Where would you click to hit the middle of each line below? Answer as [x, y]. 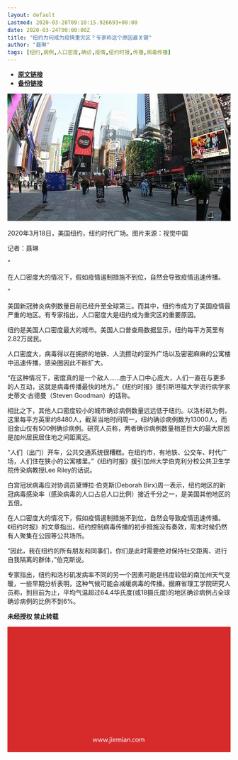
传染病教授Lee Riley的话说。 [55, 470]
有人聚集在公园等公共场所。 [48, 535]
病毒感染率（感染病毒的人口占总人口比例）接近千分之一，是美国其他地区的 [122, 494]
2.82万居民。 [27, 338]
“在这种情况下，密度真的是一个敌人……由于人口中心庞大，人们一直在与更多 [117, 378]
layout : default [31, 15]
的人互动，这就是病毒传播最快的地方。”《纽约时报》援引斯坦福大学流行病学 [116, 386]
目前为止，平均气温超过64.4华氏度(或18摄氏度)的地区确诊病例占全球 [131, 592]
